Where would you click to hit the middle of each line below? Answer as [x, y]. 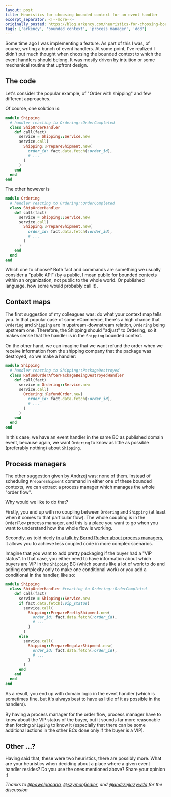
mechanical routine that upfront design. [47, 65]
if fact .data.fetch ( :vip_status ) [54, 603]
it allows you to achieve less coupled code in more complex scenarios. [79, 544]
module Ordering [22, 198]
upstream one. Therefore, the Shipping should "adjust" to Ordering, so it [81, 330]
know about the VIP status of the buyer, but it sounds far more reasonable [83, 719]
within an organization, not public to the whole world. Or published [75, 280]
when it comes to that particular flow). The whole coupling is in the [75, 518]
